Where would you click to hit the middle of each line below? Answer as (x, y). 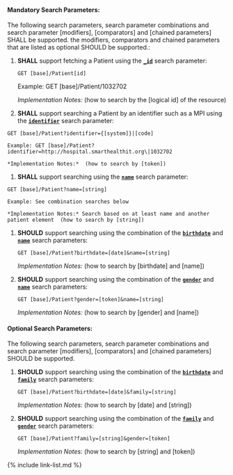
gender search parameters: (55, 426)
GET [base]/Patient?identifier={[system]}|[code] (81, 134)
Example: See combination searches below (68, 202)
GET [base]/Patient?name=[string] (57, 190)
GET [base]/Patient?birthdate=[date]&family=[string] (97, 392)
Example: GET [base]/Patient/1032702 (72, 86)
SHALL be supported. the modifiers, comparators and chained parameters (114, 40)
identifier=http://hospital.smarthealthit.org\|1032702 (90, 152)
